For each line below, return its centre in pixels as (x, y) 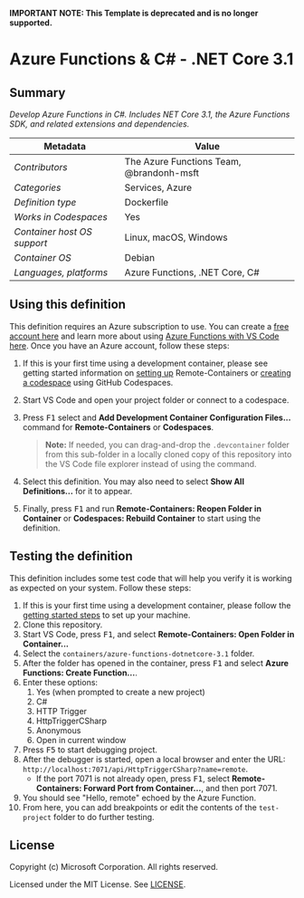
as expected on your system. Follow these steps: (100, 588)
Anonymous (58, 730)
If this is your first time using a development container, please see (145, 363)
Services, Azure (158, 187)
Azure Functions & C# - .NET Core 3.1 (152, 59)
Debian (140, 258)
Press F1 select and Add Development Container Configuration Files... (157, 417)
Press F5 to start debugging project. (90, 750)
